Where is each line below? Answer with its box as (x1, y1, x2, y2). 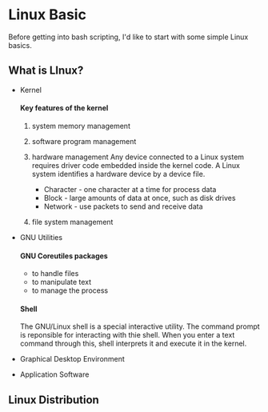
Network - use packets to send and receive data (43, 202, 203, 211)
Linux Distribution (8, 393, 100, 406)
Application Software (19, 370, 90, 379)
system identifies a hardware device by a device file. (31, 169, 206, 178)
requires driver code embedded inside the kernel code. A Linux (31, 160, 240, 170)
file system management (31, 217, 114, 226)
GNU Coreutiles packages (19, 250, 108, 261)
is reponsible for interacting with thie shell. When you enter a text (19, 330, 235, 340)
